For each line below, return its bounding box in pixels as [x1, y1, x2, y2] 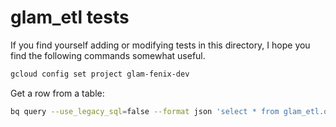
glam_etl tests [10, 6, 130, 29]
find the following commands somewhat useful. [10, 49, 206, 61]
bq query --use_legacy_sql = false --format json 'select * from [10, 106, 280, 116]
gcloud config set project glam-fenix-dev [10, 69, 190, 79]
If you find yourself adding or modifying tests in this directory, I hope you [10, 39, 311, 51]
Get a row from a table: [10, 87, 105, 99]
